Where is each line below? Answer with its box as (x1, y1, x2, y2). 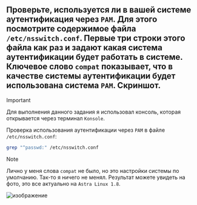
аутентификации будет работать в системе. (6, 52, 183, 62)
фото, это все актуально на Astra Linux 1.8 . (6, 180, 121, 187)
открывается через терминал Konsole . (6, 114, 105, 122)
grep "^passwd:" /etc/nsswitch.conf (6, 145, 99, 151)
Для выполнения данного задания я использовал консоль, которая (6, 108, 181, 116)
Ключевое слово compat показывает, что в (6, 62, 173, 72)
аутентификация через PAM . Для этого (6, 15, 158, 25)
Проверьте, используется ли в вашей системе (6, 5, 192, 15)
